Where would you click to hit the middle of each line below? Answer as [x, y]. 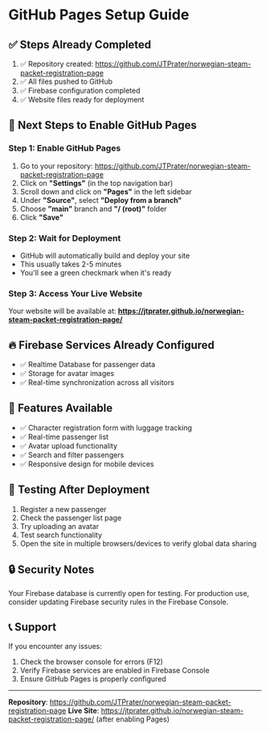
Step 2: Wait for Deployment [65, 238]
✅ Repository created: [57, 64]
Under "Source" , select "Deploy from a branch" [101, 200]
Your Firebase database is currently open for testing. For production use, [129, 593]
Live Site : [84, 711]
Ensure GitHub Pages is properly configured [93, 679]
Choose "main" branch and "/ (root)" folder [93, 209]
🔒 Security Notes [51, 570]
